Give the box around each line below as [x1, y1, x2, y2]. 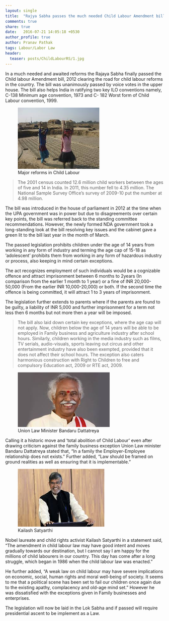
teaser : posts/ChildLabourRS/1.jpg [10, 56, 84, 61]
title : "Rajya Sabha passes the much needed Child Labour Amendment [5, 13, 154, 19]
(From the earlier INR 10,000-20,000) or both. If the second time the [21, 283, 162, 290]
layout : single [5, 8, 37, 13]
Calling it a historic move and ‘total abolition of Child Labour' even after [5, 437, 152, 443]
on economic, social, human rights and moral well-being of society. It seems [5, 574, 163, 580]
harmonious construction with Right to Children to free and [17, 356, 139, 363]
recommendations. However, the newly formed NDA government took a [5, 221, 153, 227]
